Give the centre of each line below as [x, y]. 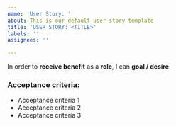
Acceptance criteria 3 [49, 115]
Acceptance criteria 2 [49, 108]
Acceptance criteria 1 [49, 101]
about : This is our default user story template [81, 21]
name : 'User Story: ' [39, 14]
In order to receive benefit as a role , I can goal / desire [88, 67]
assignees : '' [28, 40]
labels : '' [23, 34]
